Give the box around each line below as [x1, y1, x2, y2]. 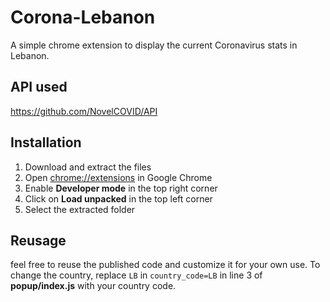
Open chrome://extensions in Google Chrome [24, 171, 213, 183]
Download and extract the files [24, 161, 152, 173]
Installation [10, 134, 82, 151]
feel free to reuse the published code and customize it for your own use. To [10, 259, 321, 271]
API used [10, 79, 68, 96]
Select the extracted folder [24, 203, 136, 215]
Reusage [10, 232, 67, 249]
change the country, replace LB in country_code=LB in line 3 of [10, 269, 263, 281]
